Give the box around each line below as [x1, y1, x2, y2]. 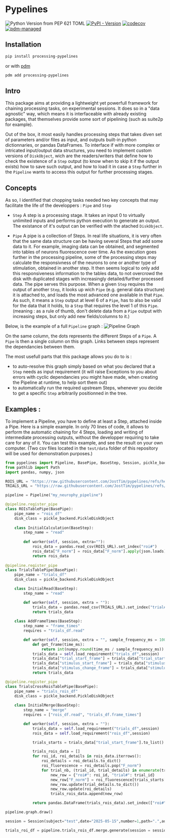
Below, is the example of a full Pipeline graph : [5, 323, 103, 329]
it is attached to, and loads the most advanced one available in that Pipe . [12, 292, 164, 298]
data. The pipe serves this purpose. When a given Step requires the [12, 281, 153, 287]
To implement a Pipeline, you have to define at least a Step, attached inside [5, 418, 162, 424]
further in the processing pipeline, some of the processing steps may [12, 254, 157, 260]
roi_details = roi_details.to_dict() [41, 759, 121, 764]
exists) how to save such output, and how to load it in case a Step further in [5, 163, 162, 170]
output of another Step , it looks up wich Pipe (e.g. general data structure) [12, 287, 165, 293]
